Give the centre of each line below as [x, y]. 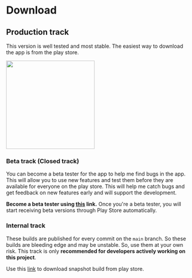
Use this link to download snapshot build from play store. [75, 269]
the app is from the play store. [43, 52]
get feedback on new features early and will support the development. [91, 193]
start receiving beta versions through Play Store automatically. [82, 210]
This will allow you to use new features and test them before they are [90, 180]
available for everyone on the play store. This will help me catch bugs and [95, 187]
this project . [21, 257]
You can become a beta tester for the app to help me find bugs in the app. [96, 174]
